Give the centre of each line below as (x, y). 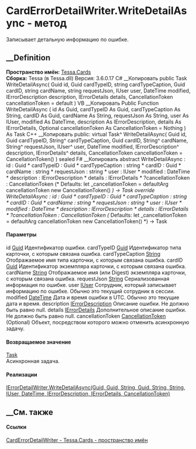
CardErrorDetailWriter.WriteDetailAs (97, 11)
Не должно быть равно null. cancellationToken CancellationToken (86, 316)
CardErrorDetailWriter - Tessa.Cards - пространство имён (77, 440)
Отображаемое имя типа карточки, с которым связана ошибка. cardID (94, 260)
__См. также (30, 412)
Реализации (22, 374)
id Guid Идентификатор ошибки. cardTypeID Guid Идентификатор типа (94, 248)
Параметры (21, 235)
